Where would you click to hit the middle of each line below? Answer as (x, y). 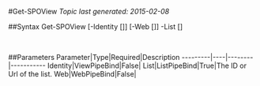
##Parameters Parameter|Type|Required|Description (94, 57)
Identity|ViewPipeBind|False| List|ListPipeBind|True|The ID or (147, 65)
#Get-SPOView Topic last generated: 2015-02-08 (89, 11)
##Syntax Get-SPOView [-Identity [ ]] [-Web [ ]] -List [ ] (96, 26)
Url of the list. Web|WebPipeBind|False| (72, 74)
